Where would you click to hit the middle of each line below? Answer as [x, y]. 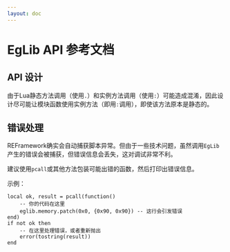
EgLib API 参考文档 [61, 50]
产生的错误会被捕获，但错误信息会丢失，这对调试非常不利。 [92, 154]
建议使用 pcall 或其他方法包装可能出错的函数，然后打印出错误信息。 [103, 169]
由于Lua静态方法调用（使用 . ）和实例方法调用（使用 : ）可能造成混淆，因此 [112, 95]
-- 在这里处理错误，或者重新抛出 [60, 231]
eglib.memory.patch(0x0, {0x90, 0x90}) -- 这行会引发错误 [101, 211]
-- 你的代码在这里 [42, 204]
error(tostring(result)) [55, 237]
